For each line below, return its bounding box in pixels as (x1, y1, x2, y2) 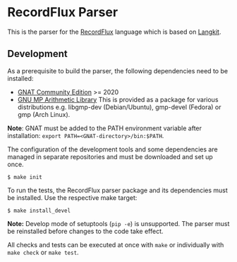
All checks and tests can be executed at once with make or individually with (7, 240, 224, 249)
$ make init (7, 173, 42, 180)
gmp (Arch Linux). (17, 110, 71, 118)
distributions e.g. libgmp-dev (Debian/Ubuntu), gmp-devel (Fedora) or (17, 103, 221, 111)
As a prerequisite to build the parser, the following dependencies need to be (7, 66, 228, 75)
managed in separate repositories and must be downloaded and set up (7, 152, 213, 161)
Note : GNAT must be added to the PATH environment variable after (7, 124, 202, 132)
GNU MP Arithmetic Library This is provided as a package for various (17, 95, 219, 104)
